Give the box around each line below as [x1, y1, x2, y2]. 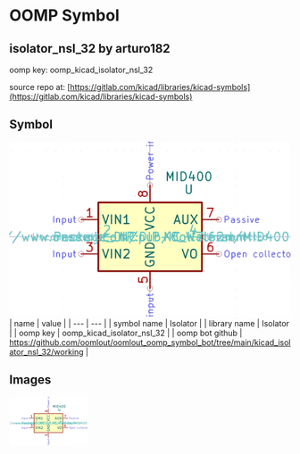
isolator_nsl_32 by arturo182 [9, 41, 171, 56]
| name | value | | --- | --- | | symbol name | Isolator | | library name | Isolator [9, 318, 290, 328]
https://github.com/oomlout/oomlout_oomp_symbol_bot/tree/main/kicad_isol [9, 336, 291, 348]
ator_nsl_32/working [9, 346, 84, 357]
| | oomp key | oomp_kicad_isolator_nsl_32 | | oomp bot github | [9, 327, 243, 338]
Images [9, 372, 52, 388]
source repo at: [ [9, 82, 71, 92]
